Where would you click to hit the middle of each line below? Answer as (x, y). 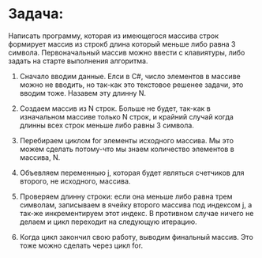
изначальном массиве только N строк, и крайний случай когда (127, 116)
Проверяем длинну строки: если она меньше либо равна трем (126, 196)
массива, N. (40, 157)
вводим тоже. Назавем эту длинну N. (83, 93)
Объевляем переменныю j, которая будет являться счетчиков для (132, 173)
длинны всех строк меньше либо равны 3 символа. (107, 125)
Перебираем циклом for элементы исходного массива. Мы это (127, 140)
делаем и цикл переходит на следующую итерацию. (108, 222)
